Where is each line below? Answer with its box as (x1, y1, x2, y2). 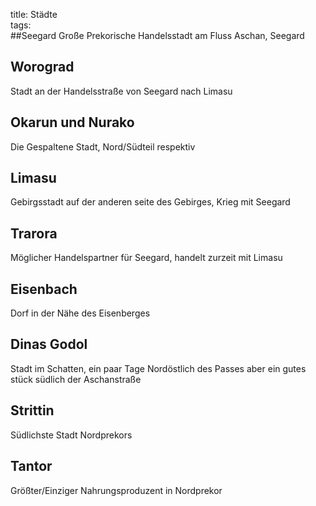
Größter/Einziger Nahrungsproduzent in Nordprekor (10, 484, 223, 496)
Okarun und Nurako (10, 114, 135, 131)
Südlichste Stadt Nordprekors (10, 429, 133, 441)
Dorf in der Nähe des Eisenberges (10, 307, 151, 319)
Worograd (10, 59, 75, 76)
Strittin (10, 402, 55, 419)
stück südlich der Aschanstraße (10, 373, 142, 385)
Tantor (10, 458, 53, 475)
